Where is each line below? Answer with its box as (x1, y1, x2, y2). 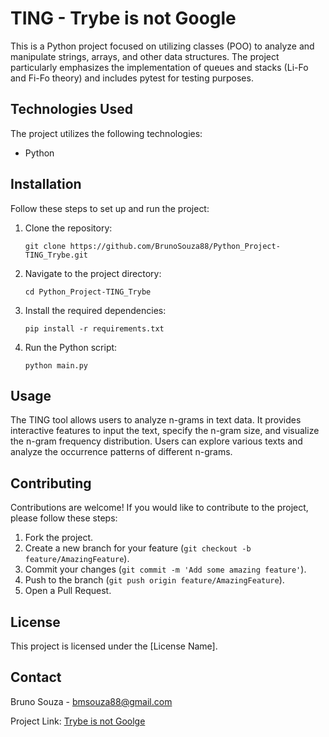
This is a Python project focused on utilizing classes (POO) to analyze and (10, 40, 315, 52)
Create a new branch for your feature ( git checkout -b (24, 542, 252, 554)
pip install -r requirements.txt (24, 323, 165, 334)
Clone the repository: (24, 222, 113, 234)
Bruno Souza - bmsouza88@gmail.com (10, 695, 173, 707)
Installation (10, 176, 82, 193)
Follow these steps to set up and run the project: (10, 202, 210, 214)
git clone (24, 241, 67, 251)
